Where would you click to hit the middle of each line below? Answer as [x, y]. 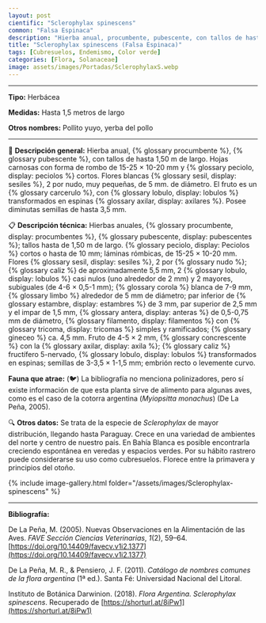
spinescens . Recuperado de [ [56, 602]
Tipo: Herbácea [34, 97]
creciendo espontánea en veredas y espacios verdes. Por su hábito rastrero [132, 450]
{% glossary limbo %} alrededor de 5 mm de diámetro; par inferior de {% [127, 295]
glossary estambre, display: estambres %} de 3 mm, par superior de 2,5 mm [133, 304]
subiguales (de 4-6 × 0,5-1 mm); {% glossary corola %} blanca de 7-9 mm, [131, 287]
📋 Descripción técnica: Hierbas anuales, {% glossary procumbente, [121, 225]
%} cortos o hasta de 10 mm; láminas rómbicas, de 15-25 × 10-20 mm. [123, 253]
